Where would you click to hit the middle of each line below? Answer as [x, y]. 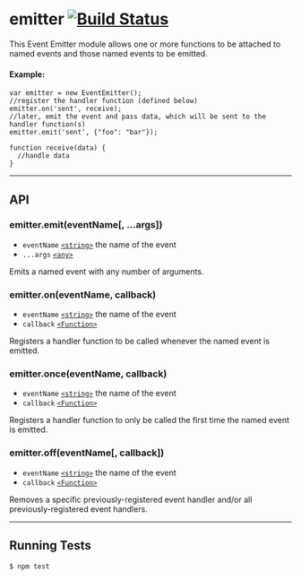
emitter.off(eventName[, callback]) [87, 453]
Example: [27, 74]
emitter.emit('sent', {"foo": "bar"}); [84, 133]
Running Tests [50, 545]
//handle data [43, 156]
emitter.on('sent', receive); [66, 109]
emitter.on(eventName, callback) [83, 294]
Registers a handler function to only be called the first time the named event [149, 420]
